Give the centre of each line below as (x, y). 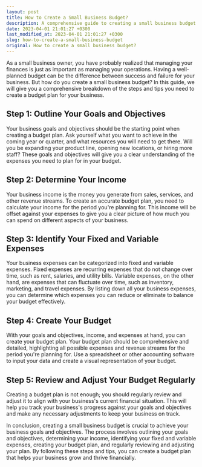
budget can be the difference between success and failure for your (112, 76)
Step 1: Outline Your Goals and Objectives (86, 114)
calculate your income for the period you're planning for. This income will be (101, 207)
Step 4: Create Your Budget (59, 320)
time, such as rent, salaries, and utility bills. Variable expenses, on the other (100, 276)
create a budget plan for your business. (55, 95)
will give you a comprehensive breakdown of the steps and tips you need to (100, 88)
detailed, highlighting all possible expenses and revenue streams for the (96, 348)
